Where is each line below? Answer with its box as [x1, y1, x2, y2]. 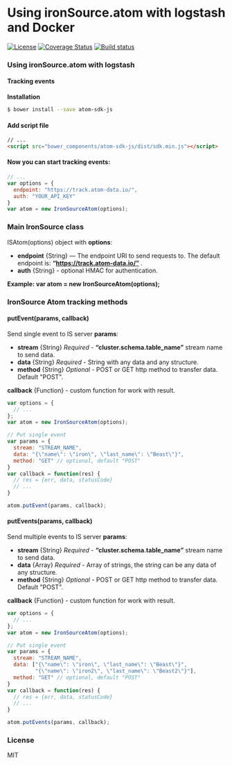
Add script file [7, 121, 49, 129]
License [7, 735, 35, 745]
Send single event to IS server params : [7, 329, 119, 338]
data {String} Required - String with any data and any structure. [17, 358, 199, 366]
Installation [7, 92, 40, 101]
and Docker [7, 19, 75, 35]
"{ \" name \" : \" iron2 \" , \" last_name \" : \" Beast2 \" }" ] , [35, 668, 197, 675]
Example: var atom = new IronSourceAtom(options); [7, 279, 161, 288]
